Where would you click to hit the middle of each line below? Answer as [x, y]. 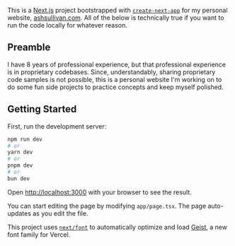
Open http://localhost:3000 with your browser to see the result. [100, 192]
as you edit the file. [61, 213]
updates [19, 213]
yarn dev [20, 152]
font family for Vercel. [39, 234]
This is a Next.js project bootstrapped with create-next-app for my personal [117, 10]
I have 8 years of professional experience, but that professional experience [117, 64]
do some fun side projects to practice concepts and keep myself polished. [116, 87]
